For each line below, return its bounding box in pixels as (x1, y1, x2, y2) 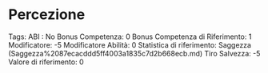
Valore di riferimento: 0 (8, 57, 84, 67)
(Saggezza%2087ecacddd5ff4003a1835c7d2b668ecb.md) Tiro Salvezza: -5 (8, 48, 261, 58)
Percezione (8, 6, 86, 24)
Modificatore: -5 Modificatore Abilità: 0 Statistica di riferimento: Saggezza (8, 40, 252, 49)
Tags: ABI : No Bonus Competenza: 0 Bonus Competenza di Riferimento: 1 (8, 32, 252, 41)
